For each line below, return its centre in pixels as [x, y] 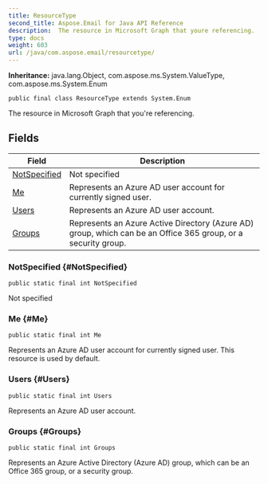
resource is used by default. [54, 359]
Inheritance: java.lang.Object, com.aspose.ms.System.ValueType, [116, 75]
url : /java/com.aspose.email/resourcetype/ [82, 53]
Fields [24, 138]
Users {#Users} [39, 380]
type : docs [26, 38]
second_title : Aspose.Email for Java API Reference [96, 23]
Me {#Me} [28, 319]
